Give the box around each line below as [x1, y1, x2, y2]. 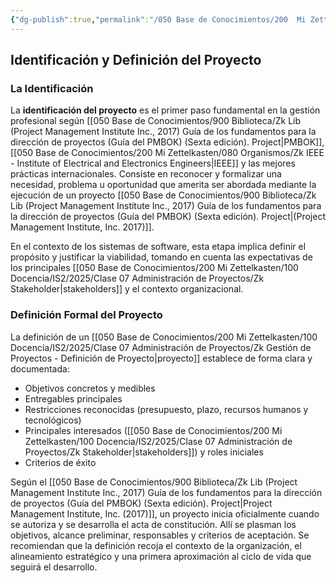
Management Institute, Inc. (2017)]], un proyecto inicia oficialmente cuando [10, 507, 320, 520]
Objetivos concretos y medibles [24, 382, 156, 394]
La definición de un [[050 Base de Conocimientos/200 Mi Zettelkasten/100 [10, 331, 318, 343]
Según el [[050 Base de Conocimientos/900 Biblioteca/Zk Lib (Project [10, 476, 298, 488]
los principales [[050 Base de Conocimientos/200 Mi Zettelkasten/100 [10, 262, 299, 274]
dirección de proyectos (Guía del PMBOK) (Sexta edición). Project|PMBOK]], [10, 136, 325, 148]
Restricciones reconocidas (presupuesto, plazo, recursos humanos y [24, 403, 309, 415]
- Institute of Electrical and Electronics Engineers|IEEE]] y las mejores [10, 157, 296, 170]
